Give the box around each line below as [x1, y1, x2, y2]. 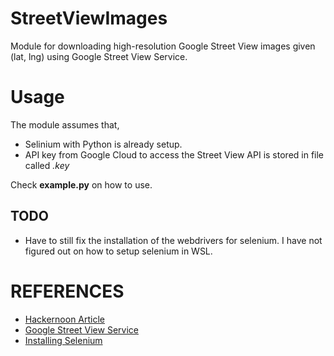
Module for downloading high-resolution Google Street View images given [10, 40, 316, 52]
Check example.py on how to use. [10, 178, 153, 191]
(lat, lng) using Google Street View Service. [10, 50, 188, 62]
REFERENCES [10, 280, 125, 302]
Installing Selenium [24, 334, 103, 346]
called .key [24, 159, 70, 171]
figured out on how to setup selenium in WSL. [24, 245, 213, 257]
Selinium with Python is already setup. [24, 138, 183, 150]
